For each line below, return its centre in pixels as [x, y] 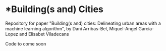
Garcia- [146, 28]
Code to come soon [26, 43]
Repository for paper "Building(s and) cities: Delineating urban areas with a [83, 23]
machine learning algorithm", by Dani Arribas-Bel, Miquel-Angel [71, 28]
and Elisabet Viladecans [44, 34]
